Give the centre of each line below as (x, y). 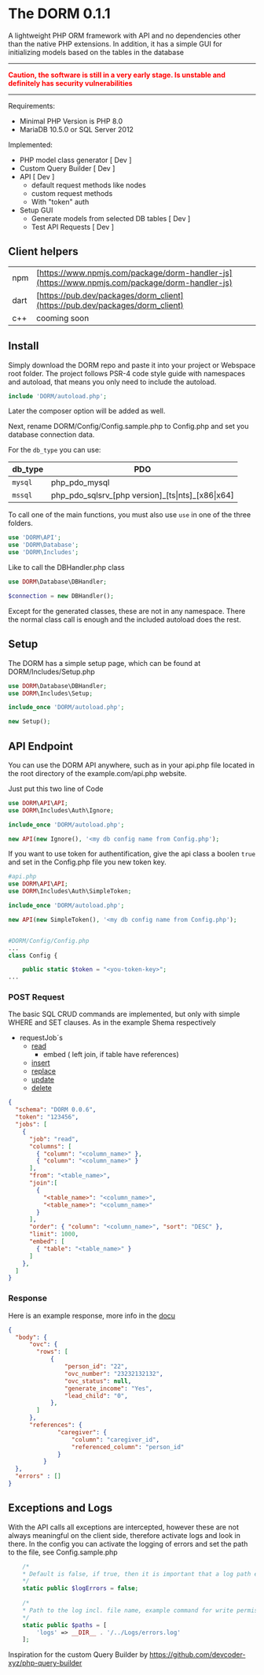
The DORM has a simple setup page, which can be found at (104, 663)
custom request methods (72, 193)
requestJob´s (41, 1038)
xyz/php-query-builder (45, 1663)
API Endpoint (40, 746)
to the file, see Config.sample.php (63, 1552)
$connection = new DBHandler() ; (61, 596)
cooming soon (63, 318)
